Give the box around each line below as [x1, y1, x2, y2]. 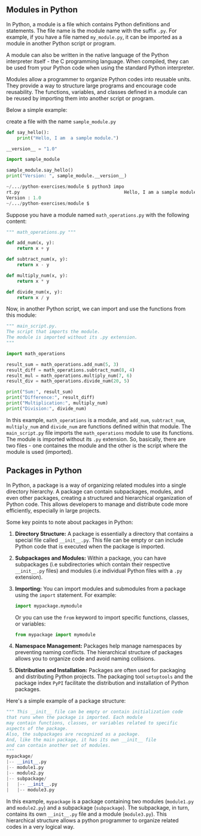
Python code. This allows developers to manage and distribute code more [6, 501, 188, 508]
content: [6, 218, 27, 225]
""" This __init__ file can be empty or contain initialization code [6, 709, 184, 715]
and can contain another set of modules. [6, 742, 111, 748]
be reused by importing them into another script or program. [6, 94, 155, 102]
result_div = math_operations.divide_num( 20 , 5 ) [6, 378, 130, 385]
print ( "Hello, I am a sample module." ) [17, 135, 119, 141]
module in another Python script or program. [6, 39, 116, 47]
